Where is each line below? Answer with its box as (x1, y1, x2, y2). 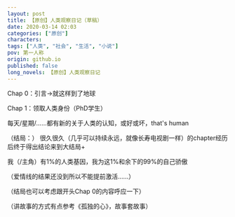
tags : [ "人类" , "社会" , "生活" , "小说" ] (7, 43, 119, 50)
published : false (7, 62, 58, 69)
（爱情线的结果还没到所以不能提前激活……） (7, 172, 135, 181)
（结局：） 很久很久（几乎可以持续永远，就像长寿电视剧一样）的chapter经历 (7, 134, 228, 142)
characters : (7, 36, 42, 43)
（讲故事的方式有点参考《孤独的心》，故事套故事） (7, 202, 152, 210)
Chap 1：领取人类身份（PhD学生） (7, 104, 107, 112)
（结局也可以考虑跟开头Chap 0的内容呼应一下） (7, 187, 145, 195)
